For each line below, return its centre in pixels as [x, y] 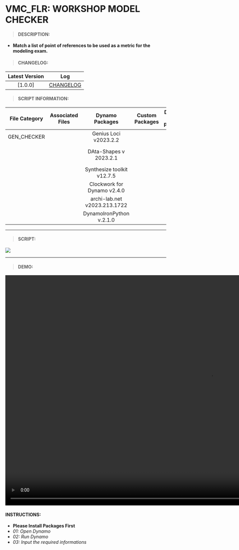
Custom [147, 115]
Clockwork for [106, 184]
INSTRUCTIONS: [23, 514]
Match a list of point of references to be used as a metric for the [81, 46]
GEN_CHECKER [26, 137]
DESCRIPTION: [34, 34]
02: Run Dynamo [30, 537]
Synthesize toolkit [106, 169]
